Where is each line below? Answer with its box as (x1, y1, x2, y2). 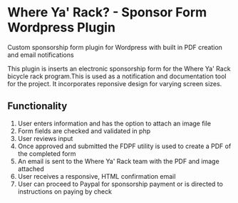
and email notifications (7, 51, 74, 59)
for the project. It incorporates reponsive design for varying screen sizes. (7, 79, 222, 88)
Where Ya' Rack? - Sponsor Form (7, 4, 207, 21)
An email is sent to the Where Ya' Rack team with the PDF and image (17, 157, 219, 165)
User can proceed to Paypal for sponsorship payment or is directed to (17, 179, 223, 188)
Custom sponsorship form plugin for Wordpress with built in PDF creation (7, 43, 223, 51)
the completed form (17, 149, 76, 157)
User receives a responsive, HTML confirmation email (17, 172, 176, 180)
